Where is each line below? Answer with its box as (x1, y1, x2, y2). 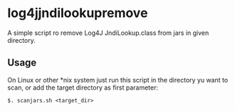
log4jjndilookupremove (7, 5, 148, 21)
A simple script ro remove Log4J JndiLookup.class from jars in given (7, 28, 209, 37)
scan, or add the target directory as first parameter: (7, 83, 159, 92)
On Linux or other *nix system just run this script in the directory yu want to (7, 75, 229, 84)
